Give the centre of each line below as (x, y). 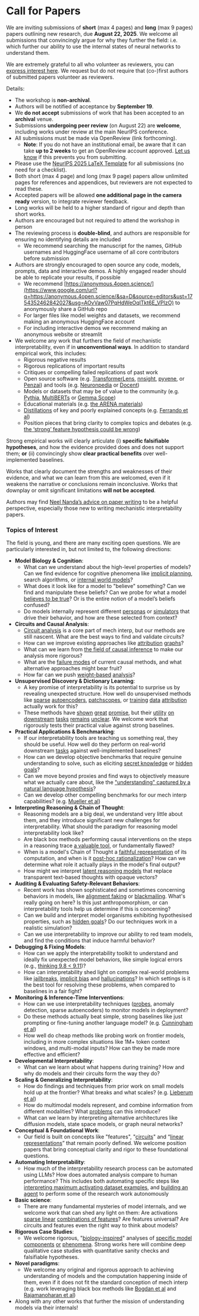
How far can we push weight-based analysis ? (79, 675)
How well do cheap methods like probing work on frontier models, (104, 1035)
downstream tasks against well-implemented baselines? (92, 751)
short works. (30, 214)
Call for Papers (43, 11)
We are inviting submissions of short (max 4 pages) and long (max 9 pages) (99, 27)
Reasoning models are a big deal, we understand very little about (103, 814)
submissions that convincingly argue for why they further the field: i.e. (92, 40)
